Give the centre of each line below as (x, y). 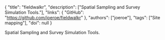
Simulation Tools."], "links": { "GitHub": (44, 12)
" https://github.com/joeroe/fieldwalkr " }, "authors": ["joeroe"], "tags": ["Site (82, 18)
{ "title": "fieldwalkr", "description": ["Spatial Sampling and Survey (73, 7)
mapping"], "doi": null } (28, 23)
